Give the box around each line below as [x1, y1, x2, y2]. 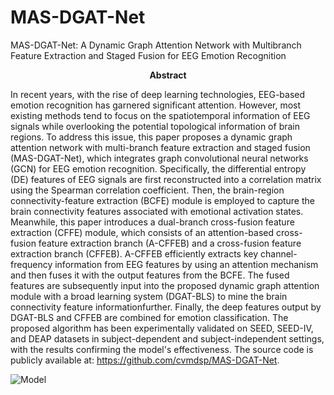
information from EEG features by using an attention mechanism [54, 258, 319, 270]
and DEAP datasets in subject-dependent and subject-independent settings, [10, 332, 325, 345]
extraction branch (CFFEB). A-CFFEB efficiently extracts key [10, 247, 259, 260]
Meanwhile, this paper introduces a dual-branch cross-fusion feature [10, 216, 295, 228]
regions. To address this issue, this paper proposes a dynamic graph [10, 131, 293, 143]
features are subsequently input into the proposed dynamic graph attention [10, 279, 320, 291]
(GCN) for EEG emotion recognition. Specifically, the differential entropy [10, 162, 307, 175]
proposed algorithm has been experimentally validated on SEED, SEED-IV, [10, 322, 314, 334]
